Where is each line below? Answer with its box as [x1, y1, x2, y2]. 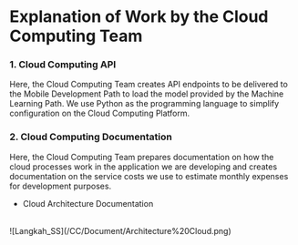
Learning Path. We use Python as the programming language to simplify [9, 98, 280, 109]
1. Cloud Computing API [9, 58, 117, 71]
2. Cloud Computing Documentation [9, 130, 173, 143]
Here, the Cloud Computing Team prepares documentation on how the [9, 151, 274, 162]
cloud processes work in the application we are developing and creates [9, 161, 278, 172]
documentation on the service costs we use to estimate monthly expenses [9, 170, 289, 181]
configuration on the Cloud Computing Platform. [9, 107, 190, 119]
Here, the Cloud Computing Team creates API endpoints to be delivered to [9, 79, 289, 90]
